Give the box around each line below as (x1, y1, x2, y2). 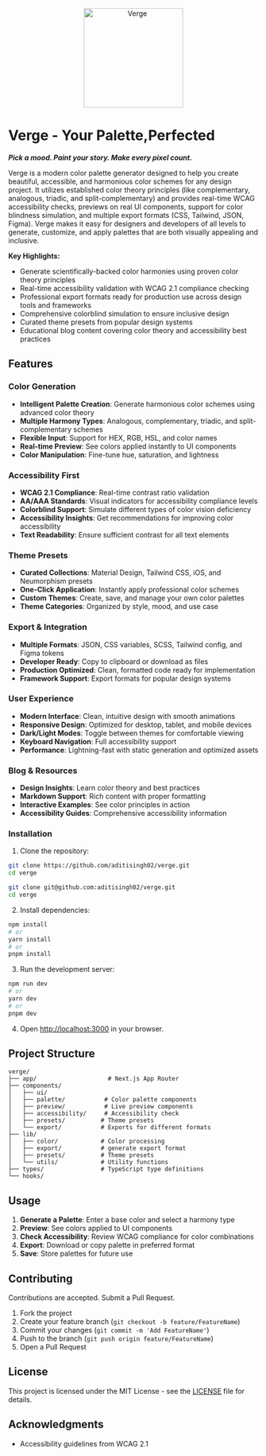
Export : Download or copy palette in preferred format (19, 1241, 195, 1250)
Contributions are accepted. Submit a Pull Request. (8, 1293, 175, 1303)
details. (8, 1395, 33, 1404)
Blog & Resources (8, 765, 78, 776)
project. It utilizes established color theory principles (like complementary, (8, 184, 251, 194)
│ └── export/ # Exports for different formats (8, 1124, 212, 1132)
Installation (8, 829, 53, 840)
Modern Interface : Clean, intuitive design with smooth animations (19, 711, 236, 720)
